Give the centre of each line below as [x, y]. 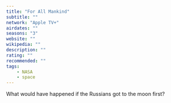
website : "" [21, 39]
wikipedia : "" [24, 45]
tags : [13, 66]
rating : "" [19, 55]
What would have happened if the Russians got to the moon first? [85, 94]
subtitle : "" [22, 17]
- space [26, 77]
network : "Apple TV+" [33, 22]
